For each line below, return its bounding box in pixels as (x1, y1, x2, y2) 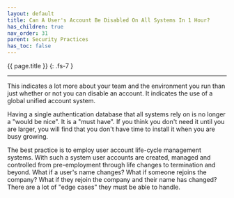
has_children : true (7, 23, 64, 30)
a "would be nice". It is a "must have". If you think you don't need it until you (7, 118, 225, 125)
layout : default (7, 10, 54, 17)
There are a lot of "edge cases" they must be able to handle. (7, 183, 181, 191)
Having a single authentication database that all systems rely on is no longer (7, 110, 226, 119)
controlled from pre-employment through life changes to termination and (7, 161, 216, 169)
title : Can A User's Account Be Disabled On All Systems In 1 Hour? (7, 17, 210, 24)
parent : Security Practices (7, 36, 89, 43)
